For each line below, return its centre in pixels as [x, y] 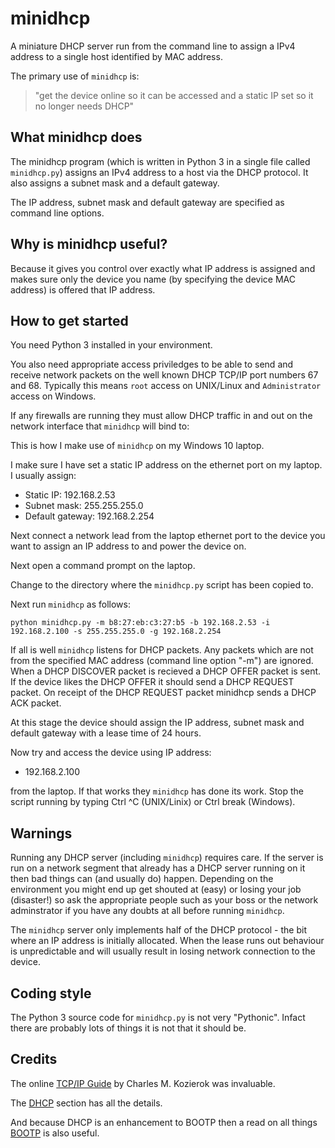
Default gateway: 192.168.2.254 [89, 516]
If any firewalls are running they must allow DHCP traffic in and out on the [161, 416]
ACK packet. [36, 703]
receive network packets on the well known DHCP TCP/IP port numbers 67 [164, 375]
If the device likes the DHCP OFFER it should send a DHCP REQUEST [152, 682]
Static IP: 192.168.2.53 [70, 495]
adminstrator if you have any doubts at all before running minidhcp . [147, 911]
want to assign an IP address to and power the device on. [128, 546]
